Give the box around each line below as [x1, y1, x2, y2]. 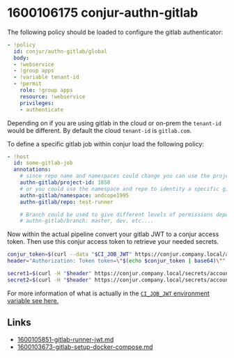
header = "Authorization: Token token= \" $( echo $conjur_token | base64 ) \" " [7, 258, 226, 265]
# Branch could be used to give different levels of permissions [19, 211, 214, 218]
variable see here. [7, 296, 59, 304]
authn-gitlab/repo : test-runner [19, 199, 114, 205]
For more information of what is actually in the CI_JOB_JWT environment [7, 289, 210, 297]
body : [13, 54, 30, 61]
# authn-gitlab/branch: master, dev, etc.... [19, 217, 155, 224]
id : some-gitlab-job [13, 159, 73, 166]
